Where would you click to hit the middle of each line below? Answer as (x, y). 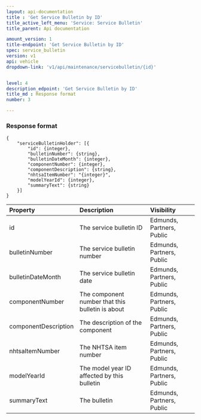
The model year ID (106, 369)
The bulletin (96, 400)
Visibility (163, 210)
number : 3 (19, 100)
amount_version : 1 (29, 39)
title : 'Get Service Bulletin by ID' (54, 17)
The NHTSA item (103, 348)
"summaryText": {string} (59, 185)
